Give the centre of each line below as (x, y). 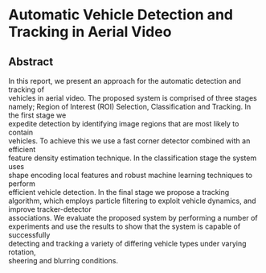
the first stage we (37, 115)
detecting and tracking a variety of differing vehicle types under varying (127, 244)
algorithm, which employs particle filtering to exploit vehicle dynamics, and (132, 201)
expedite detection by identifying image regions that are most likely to (124, 124)
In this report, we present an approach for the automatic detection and (125, 81)
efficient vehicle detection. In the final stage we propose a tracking (119, 192)
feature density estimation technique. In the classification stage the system (133, 158)
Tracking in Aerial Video (90, 32)
